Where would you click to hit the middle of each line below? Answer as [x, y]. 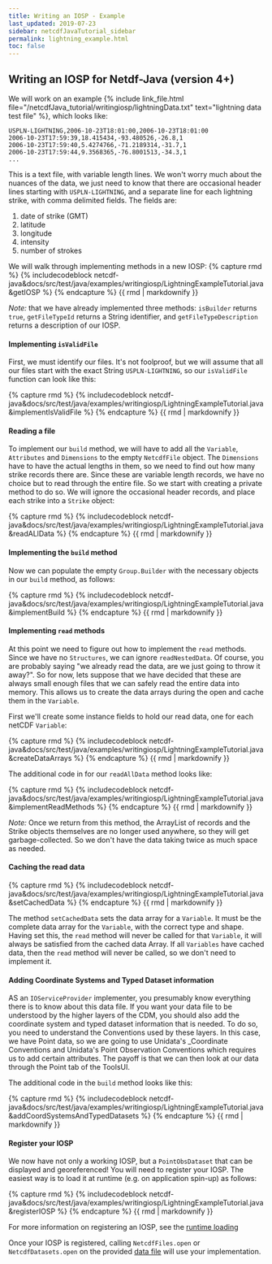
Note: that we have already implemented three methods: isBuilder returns [133, 308]
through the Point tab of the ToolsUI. [69, 1067]
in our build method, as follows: [62, 579]
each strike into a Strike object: [62, 501]
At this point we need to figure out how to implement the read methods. [127, 649]
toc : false [27, 46]
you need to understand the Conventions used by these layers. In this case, [135, 1032]
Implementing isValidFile [54, 344]
